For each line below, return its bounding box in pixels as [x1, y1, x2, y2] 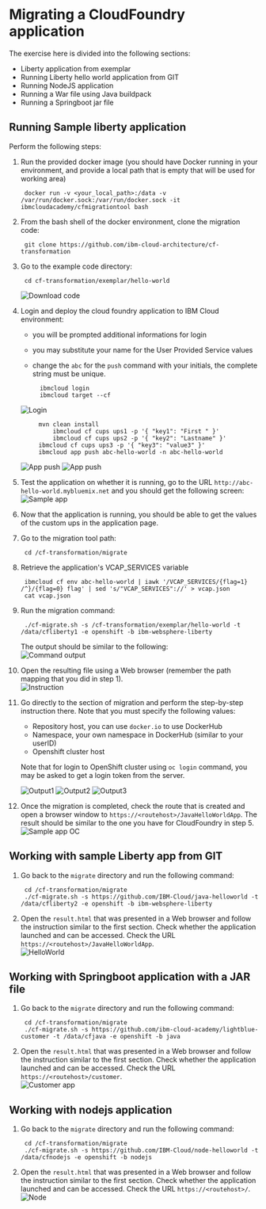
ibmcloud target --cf [39, 391, 112, 399]
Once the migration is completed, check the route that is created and [20, 801, 245, 810]
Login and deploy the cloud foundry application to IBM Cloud [20, 306, 220, 315]
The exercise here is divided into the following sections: [9, 48, 191, 58]
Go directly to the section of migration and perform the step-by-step [20, 697, 244, 707]
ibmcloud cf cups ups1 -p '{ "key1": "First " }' [52, 427, 220, 435]
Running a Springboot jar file [20, 97, 114, 107]
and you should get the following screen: [111, 486, 245, 495]
